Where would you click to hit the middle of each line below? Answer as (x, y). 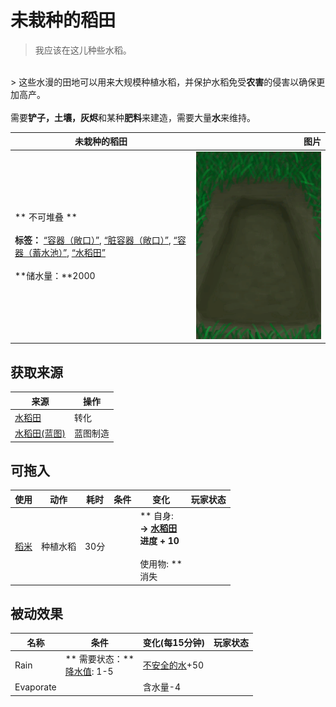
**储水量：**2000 (55, 276)
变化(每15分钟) (173, 642)
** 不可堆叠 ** (46, 217)
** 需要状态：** (99, 659)
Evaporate (35, 687)
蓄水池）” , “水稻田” (69, 253)
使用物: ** (161, 564)
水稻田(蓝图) (40, 433)
